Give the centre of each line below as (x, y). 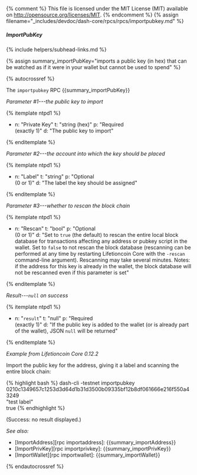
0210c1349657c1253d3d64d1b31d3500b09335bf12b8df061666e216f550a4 (98, 389)
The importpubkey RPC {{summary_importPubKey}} (68, 90)
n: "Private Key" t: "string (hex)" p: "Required (69, 124)
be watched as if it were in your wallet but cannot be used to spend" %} (93, 67)
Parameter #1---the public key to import (55, 101)
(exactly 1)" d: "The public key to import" (64, 131)
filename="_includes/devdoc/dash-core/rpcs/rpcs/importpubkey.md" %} (95, 21)
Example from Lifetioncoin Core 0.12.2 (52, 353)
